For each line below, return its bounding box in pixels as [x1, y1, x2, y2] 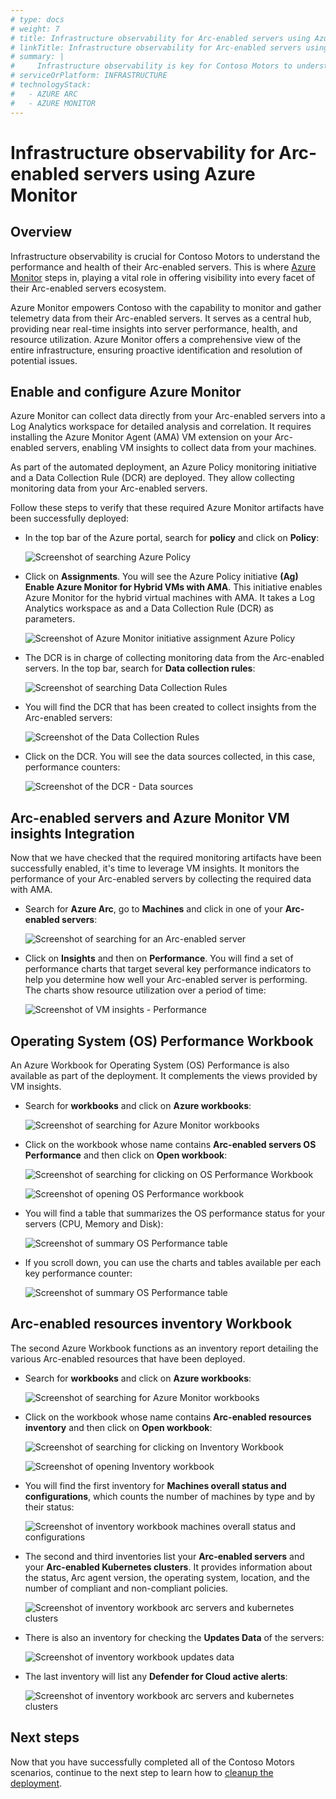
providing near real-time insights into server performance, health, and [10, 322, 298, 335]
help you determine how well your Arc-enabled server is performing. [24, 974, 308, 986]
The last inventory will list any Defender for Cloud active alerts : [24, 1670, 288, 1682]
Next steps [10, 1729, 80, 1746]
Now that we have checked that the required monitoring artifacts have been [10, 852, 322, 864]
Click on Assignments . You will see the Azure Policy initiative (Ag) [24, 571, 299, 583]
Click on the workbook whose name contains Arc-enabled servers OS [24, 1138, 317, 1150]
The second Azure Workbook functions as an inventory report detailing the [10, 1342, 319, 1354]
